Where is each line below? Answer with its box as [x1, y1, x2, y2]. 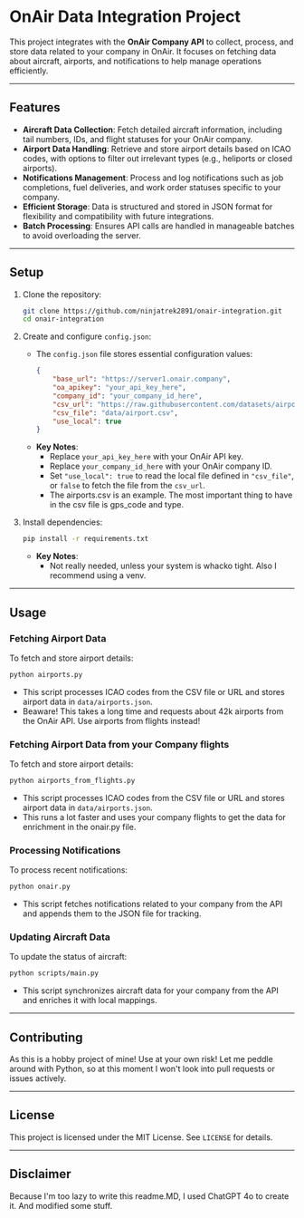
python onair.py [9, 882, 71, 892]
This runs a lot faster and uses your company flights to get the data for [22, 811, 287, 822]
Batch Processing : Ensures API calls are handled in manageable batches [22, 220, 295, 231]
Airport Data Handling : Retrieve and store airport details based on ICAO [22, 143, 291, 154]
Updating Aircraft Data [9, 931, 111, 943]
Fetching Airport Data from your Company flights [9, 738, 230, 750]
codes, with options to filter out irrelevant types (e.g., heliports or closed [22, 152, 293, 164]
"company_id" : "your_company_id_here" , [52, 391, 204, 401]
